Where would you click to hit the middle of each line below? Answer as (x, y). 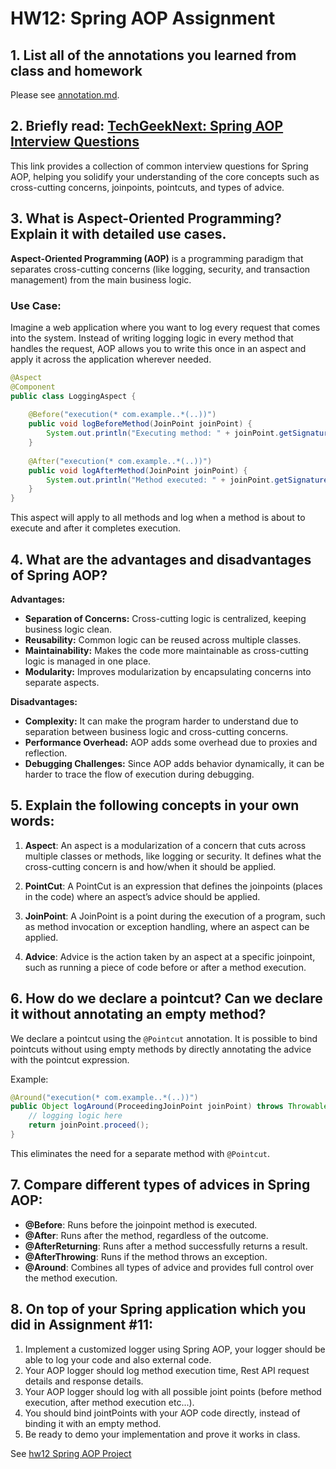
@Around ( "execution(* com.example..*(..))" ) (104, 1097)
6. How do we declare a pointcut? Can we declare (166, 998)
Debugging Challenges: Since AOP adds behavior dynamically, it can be (174, 763)
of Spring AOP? (59, 575)
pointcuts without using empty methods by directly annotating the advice (161, 1049)
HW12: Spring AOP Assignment (143, 18)
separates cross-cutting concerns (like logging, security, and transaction (160, 269)
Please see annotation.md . (65, 95)
